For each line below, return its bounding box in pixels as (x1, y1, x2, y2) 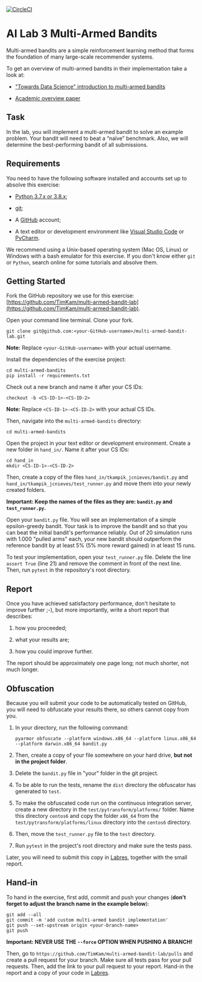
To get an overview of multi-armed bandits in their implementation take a (6, 65, 188, 72)
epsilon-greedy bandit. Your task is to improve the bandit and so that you (6, 523, 188, 530)
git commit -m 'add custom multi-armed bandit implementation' (6, 917, 169, 923)
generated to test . (14, 788, 62, 795)
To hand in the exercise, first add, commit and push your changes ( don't (6, 893, 186, 901)
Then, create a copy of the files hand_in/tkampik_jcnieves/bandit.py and (6, 474, 188, 481)
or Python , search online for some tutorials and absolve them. (6, 258, 159, 266)
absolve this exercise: (6, 181, 60, 188)
